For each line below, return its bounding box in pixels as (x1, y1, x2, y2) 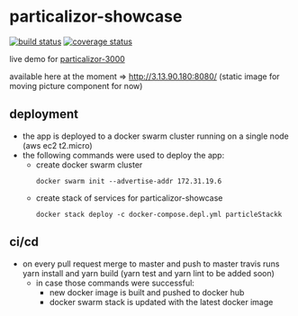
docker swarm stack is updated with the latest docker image (49, 296, 274, 307)
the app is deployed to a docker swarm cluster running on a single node (22, 131, 290, 141)
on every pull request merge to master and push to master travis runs (22, 258, 280, 269)
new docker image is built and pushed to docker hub (49, 286, 245, 298)
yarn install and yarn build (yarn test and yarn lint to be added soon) (22, 267, 275, 278)
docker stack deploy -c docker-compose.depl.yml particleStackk (35, 210, 283, 219)
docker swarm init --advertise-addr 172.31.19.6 (35, 176, 222, 185)
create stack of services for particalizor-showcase (35, 192, 223, 203)
